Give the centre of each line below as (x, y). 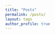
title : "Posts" (21, 10)
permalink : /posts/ (25, 14)
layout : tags (19, 19)
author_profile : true (28, 24)
